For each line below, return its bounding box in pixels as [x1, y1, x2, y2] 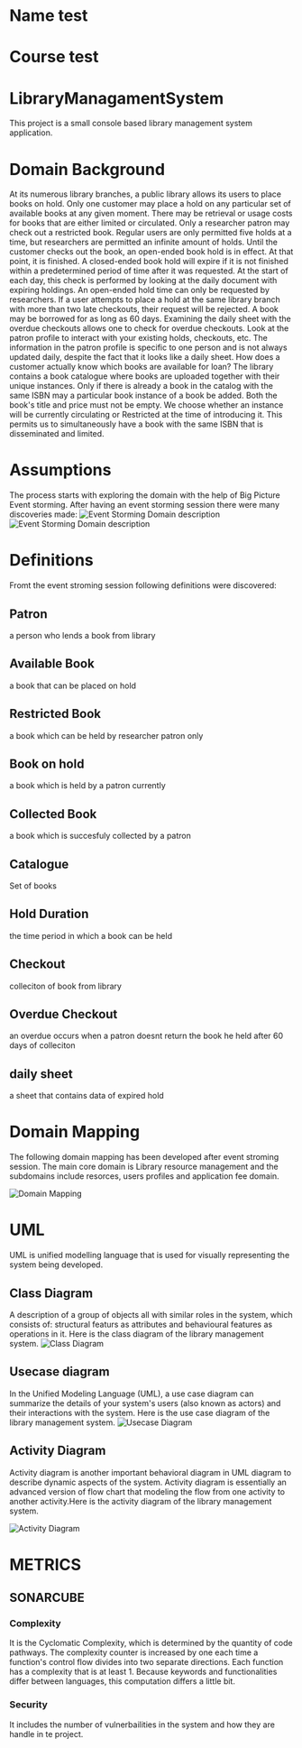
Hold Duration [9, 906, 89, 922]
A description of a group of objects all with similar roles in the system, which [9, 1309, 293, 1320]
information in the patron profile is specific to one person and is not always [9, 342, 288, 353]
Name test [9, 5, 88, 26]
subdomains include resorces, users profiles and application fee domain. [9, 1171, 279, 1182]
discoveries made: [9, 509, 78, 520]
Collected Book [9, 806, 97, 822]
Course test [9, 47, 99, 68]
